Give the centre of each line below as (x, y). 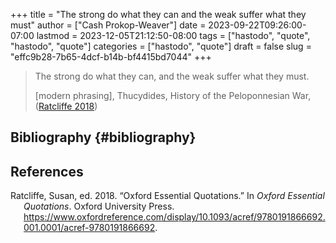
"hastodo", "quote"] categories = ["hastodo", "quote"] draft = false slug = (161, 46)
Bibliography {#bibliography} (103, 137)
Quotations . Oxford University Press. (99, 206)
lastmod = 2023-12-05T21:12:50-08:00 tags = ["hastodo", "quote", (173, 35)
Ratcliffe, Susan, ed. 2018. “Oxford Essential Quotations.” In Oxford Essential (167, 196)
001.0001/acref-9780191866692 (89, 228)
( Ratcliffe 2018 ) (66, 106)
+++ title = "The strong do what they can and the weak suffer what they (158, 14)
